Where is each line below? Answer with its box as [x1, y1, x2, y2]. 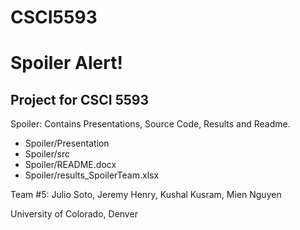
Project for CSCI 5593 [10, 91, 150, 108]
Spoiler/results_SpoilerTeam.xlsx [24, 169, 160, 181]
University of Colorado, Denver [10, 208, 138, 220]
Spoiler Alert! [10, 52, 123, 75]
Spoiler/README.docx [24, 159, 117, 171]
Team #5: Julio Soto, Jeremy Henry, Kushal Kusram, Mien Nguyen [10, 189, 282, 201]
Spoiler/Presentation [24, 137, 110, 150]
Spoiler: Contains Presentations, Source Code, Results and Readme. [10, 118, 291, 130]
